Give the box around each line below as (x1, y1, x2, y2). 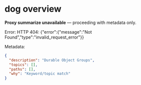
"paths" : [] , (9, 67, 36, 72)
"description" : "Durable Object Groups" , (9, 58, 95, 63)
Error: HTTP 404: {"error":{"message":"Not (4, 29, 92, 35)
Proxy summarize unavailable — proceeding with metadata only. (4, 20, 137, 25)
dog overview (4, 3, 62, 15)
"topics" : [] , (9, 62, 38, 67)
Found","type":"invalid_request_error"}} (4, 34, 84, 40)
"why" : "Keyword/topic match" (9, 71, 70, 76)
